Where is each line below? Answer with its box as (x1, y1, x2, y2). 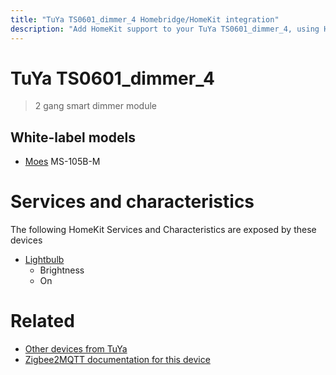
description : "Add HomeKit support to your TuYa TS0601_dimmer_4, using (10, 24, 320, 34)
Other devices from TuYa (24, 343, 128, 355)
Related (10, 310, 75, 333)
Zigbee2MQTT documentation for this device (24, 354, 211, 366)
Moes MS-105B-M (24, 156, 101, 168)
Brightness (39, 264, 85, 276)
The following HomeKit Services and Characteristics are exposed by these (10, 224, 317, 236)
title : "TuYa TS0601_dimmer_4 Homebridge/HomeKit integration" (10, 14, 280, 25)
